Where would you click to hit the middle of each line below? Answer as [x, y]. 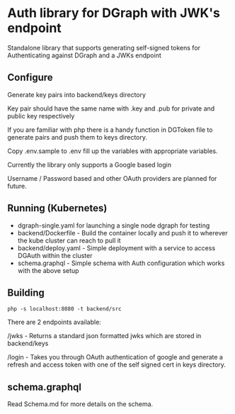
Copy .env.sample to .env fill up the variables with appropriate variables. [113, 151]
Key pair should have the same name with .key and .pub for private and [111, 108]
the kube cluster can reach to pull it [69, 240]
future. [17, 186]
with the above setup [48, 270]
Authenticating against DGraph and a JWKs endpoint [84, 55]
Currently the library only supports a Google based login [90, 164]
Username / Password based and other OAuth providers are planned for [112, 178]
